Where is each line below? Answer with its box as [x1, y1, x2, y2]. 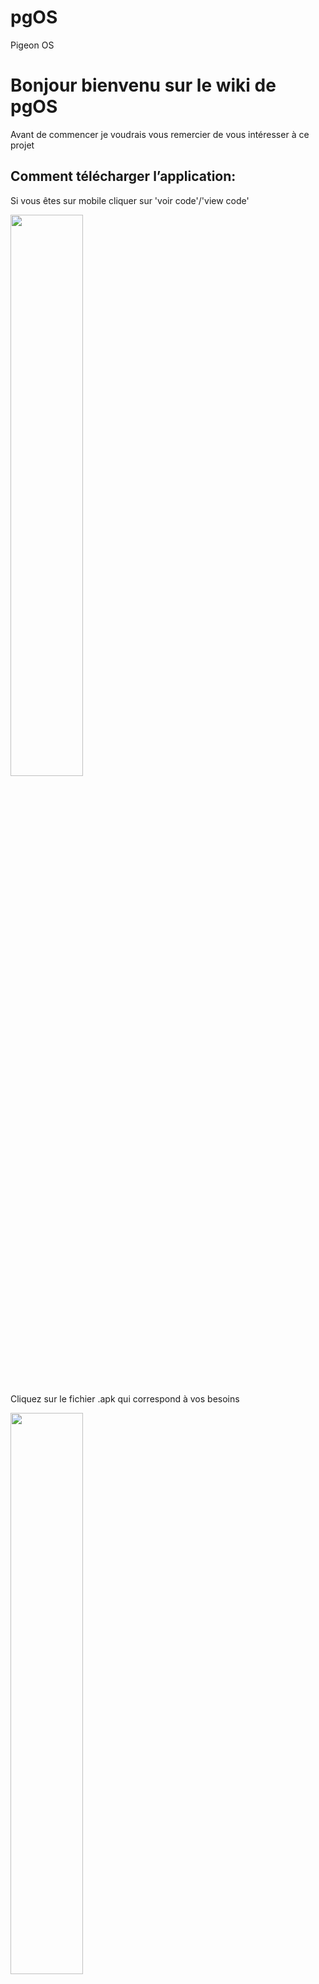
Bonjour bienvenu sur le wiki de [10, 74, 277, 97]
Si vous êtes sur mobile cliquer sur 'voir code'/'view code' [10, 194, 250, 206]
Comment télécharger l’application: [10, 168, 237, 185]
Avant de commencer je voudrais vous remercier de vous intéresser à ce [10, 128, 310, 140]
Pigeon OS [10, 39, 55, 51]
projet [10, 139, 35, 151]
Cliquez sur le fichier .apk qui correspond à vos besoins [10, 1392, 240, 1405]
